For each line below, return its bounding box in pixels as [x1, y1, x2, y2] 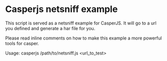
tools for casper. [5, 40, 39, 46]
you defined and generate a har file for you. [5, 25, 96, 31]
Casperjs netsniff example [5, 3, 118, 15]
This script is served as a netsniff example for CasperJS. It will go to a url [5, 20, 157, 26]
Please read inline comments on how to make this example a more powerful [5, 35, 162, 41]
